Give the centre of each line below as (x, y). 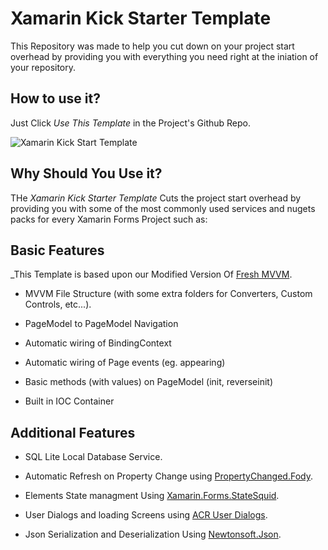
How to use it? (55, 98)
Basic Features (57, 250)
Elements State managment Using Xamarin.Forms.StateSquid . (152, 496)
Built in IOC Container (69, 401)
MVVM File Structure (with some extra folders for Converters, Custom (168, 294)
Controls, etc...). (58, 304)
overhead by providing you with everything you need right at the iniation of (164, 56)
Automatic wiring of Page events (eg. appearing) (125, 363)
